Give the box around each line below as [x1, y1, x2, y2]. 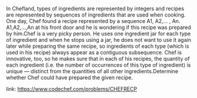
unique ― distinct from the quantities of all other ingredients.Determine [6, 68, 179, 74]
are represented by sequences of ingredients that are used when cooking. [6, 11, 186, 18]
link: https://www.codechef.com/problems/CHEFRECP [6, 86, 138, 92]
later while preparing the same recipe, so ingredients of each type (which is [6, 43, 189, 50]
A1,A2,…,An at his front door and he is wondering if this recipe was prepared [6, 24, 191, 31]
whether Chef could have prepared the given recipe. [6, 74, 133, 81]
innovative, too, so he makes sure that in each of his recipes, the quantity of [6, 55, 190, 62]
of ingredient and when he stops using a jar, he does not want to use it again [6, 37, 191, 43]
